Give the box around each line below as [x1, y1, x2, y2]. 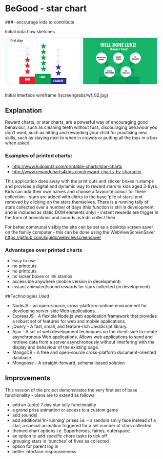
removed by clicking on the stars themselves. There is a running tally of [5, 199, 149, 205]
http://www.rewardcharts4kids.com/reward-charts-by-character [12, 168, 142, 174]
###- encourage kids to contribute [5, 19, 75, 25]
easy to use [12, 257, 36, 263]
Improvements [5, 374, 50, 382]
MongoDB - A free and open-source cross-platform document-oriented [12, 349, 156, 355]
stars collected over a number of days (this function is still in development [5, 204, 154, 210]
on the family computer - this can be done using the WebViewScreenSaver [5, 229, 155, 235]
